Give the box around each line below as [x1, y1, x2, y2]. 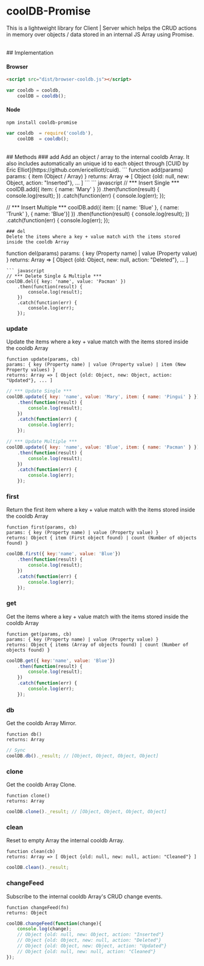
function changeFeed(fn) [6, 904, 69, 911]
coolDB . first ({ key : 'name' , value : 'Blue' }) [6, 551, 121, 557]
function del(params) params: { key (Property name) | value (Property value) [6, 249, 197, 257]
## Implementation [6, 49, 53, 56]
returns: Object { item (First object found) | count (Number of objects [6, 535, 197, 541]
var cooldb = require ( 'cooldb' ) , [6, 130, 94, 136]
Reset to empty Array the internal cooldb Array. [6, 837, 124, 844]
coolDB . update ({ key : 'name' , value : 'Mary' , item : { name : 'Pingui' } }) [6, 393, 200, 400]
